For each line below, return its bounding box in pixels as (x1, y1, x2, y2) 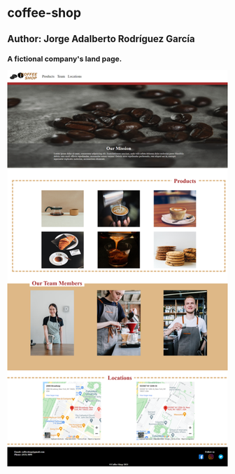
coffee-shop (7, 5, 82, 21)
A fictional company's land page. (7, 54, 122, 64)
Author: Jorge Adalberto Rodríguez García (7, 33, 195, 45)
